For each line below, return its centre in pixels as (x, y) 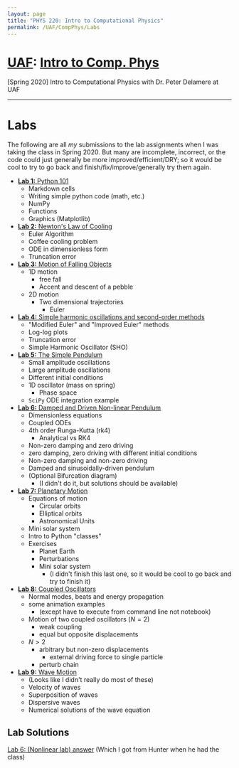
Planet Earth (57, 551)
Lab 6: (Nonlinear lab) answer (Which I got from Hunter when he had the (113, 750)
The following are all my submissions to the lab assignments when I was (113, 145)
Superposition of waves (63, 695)
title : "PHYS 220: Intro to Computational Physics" (85, 21)
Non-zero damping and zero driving (81, 446)
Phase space (58, 393)
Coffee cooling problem (63, 242)
